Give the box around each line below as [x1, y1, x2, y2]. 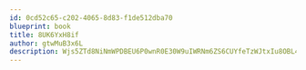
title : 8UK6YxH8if [9, 30, 79, 39]
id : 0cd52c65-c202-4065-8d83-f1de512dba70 [9, 13, 173, 23]
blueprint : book [9, 22, 71, 31]
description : [9, 47, 59, 56]
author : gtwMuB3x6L [9, 38, 84, 48]
